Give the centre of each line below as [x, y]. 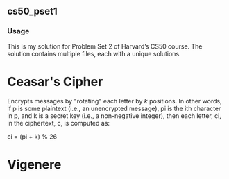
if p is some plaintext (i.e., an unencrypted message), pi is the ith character [114, 108]
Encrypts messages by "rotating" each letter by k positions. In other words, [114, 101]
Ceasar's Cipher [55, 82]
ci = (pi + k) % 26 [32, 136]
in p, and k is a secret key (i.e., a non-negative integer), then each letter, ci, [114, 116]
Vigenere [34, 164]
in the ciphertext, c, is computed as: [58, 123]
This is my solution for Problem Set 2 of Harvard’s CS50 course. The [105, 46]
